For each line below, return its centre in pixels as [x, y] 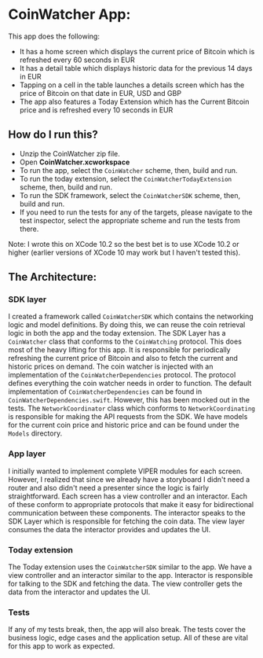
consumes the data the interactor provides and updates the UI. [110, 529]
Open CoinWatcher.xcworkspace [75, 162]
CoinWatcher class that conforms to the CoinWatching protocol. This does [125, 342]
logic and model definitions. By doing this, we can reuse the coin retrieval [127, 325]
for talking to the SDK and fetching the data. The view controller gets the [126, 584]
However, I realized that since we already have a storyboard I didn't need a [129, 479]
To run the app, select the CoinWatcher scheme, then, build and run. [128, 170]
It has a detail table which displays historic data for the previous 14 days [136, 68]
